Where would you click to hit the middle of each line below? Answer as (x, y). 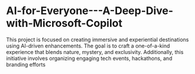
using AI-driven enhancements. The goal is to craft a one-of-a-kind (88, 46)
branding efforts (26, 64)
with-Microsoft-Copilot (64, 23)
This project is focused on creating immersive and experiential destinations (97, 39)
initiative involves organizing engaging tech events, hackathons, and (89, 58)
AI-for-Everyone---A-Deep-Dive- (90, 11)
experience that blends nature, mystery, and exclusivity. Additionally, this (95, 52)
